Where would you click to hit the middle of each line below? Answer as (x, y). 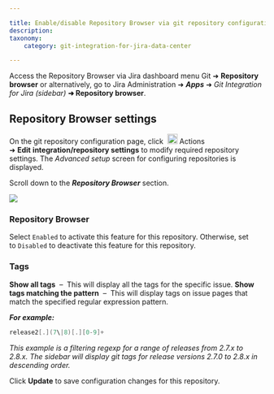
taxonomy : (26, 38)
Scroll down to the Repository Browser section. (89, 183)
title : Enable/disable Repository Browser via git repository (117, 23)
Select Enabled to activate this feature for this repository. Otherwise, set (129, 237)
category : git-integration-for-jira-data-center (108, 45)
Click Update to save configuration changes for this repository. (115, 381)
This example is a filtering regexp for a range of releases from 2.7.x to (126, 348)
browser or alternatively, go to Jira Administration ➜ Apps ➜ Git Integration (136, 84)
